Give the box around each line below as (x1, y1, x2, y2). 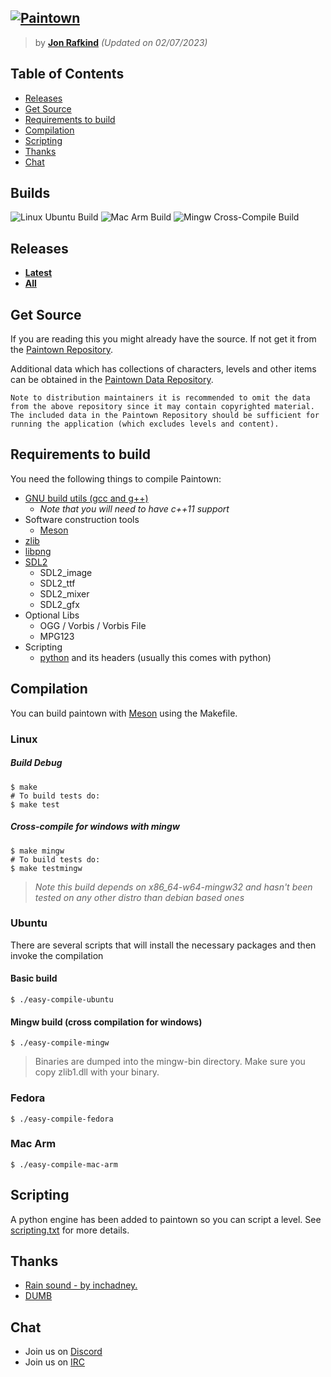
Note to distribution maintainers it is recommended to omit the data (10, 393, 311, 403)
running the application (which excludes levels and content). (10, 419, 280, 430)
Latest (24, 267, 53, 279)
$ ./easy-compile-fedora (10, 1114, 114, 1124)
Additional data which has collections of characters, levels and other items (10, 363, 317, 375)
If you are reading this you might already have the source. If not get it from (10, 333, 317, 345)
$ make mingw (10, 846, 65, 856)
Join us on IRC (24, 1356, 85, 1368)
